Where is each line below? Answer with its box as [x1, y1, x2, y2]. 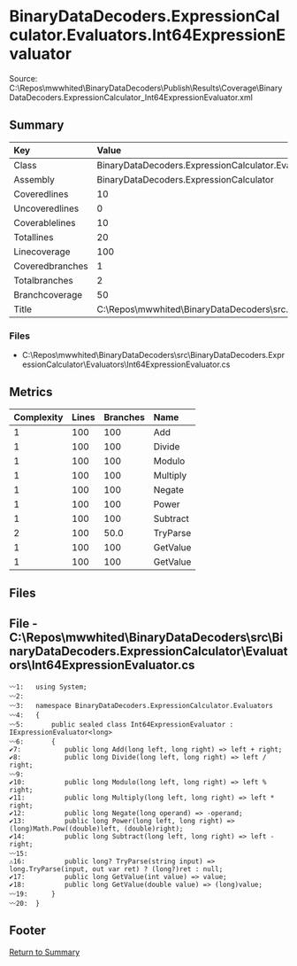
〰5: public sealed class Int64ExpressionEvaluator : [9, 721, 234, 729]
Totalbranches [13, 274, 73, 286]
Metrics [9, 385, 53, 400]
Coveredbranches [13, 260, 88, 272]
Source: [9, 73, 38, 83]
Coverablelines [13, 216, 76, 229]
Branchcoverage [13, 288, 83, 300]
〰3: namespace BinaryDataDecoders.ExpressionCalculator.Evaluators [9, 702, 274, 711]
